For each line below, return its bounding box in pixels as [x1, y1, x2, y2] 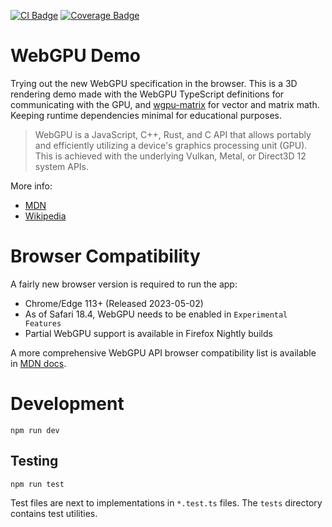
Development [10, 393, 125, 415]
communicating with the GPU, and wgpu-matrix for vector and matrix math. [10, 98, 320, 110]
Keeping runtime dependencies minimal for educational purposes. [10, 109, 282, 121]
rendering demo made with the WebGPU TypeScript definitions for [10, 88, 285, 100]
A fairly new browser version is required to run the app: [10, 278, 238, 290]
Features [24, 318, 62, 329]
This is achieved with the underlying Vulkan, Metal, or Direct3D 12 [34, 150, 307, 162]
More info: [10, 180, 53, 192]
